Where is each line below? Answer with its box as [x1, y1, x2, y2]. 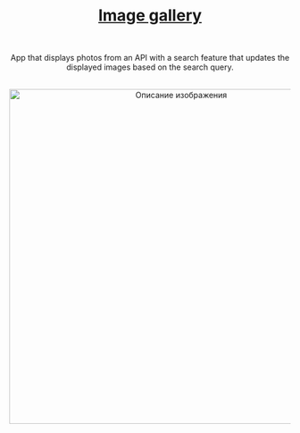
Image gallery [97, 5, 203, 26]
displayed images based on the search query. [66, 62, 234, 72]
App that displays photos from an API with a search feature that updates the [10, 52, 290, 62]
